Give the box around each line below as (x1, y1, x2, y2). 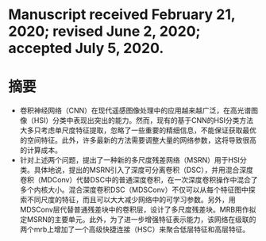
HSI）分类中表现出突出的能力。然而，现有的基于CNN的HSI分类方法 (33, 116, 254, 125)
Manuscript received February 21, (8, 6, 236, 24)
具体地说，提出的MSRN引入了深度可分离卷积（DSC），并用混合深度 (33, 165, 254, 175)
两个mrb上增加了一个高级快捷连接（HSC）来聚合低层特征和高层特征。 (19, 224, 250, 235)
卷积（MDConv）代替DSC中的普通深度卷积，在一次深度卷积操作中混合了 (19, 175, 258, 185)
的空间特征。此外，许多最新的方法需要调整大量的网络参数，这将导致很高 (19, 136, 256, 145)
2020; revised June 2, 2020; (8, 22, 201, 40)
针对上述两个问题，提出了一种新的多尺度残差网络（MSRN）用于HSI (19, 155, 241, 165)
